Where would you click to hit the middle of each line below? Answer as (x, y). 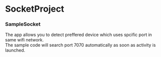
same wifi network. (24, 40)
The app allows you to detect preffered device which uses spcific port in (79, 35)
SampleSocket (23, 24)
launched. (15, 50)
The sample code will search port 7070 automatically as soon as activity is (80, 45)
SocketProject (35, 9)
